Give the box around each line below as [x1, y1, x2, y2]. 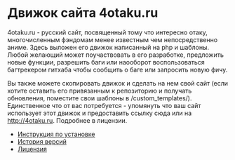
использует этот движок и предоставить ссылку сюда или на [7, 109, 192, 117]
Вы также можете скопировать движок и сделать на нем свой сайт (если [7, 79, 229, 87]
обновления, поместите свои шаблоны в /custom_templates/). [7, 93, 192, 102]
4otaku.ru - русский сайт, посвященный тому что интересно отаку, [7, 28, 208, 36]
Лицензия [17, 145, 48, 153]
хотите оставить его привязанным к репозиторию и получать [7, 86, 192, 95]
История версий [17, 137, 67, 145]
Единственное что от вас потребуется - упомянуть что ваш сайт [7, 101, 201, 109]
